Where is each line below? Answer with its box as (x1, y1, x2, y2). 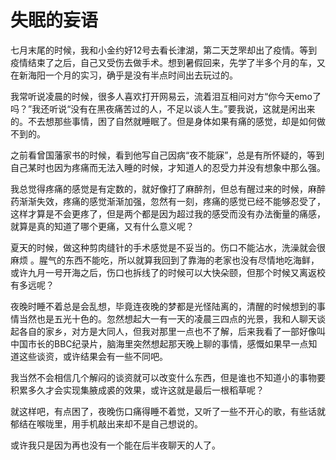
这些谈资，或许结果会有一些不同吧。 (18, 350, 168, 362)
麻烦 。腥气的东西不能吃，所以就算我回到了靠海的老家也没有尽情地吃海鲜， (10, 254, 320, 266)
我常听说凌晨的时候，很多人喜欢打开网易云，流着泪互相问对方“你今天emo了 (10, 90, 322, 102)
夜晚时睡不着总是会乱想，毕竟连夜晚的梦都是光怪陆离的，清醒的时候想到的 (10, 300, 317, 312)
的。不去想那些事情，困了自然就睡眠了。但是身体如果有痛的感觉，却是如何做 (10, 115, 326, 127)
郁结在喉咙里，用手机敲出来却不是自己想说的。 (10, 417, 203, 430)
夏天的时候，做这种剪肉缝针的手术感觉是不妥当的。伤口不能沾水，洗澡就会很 (10, 241, 326, 253)
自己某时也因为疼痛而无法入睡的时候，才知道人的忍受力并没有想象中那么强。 (10, 161, 326, 173)
